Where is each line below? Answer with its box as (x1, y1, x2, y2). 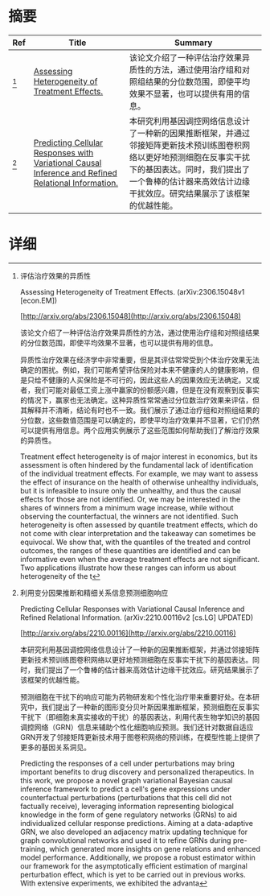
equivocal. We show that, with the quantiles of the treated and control (19, 537, 251, 547)
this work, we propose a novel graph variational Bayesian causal (19, 775, 233, 785)
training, (19, 844, 48, 853)
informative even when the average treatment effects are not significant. (19, 554, 260, 564)
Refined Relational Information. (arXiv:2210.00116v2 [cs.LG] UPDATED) (19, 613, 254, 622)
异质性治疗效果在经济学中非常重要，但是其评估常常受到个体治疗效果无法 (19, 355, 260, 365)
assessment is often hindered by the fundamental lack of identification (19, 460, 254, 469)
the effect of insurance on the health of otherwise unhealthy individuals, (19, 477, 259, 487)
